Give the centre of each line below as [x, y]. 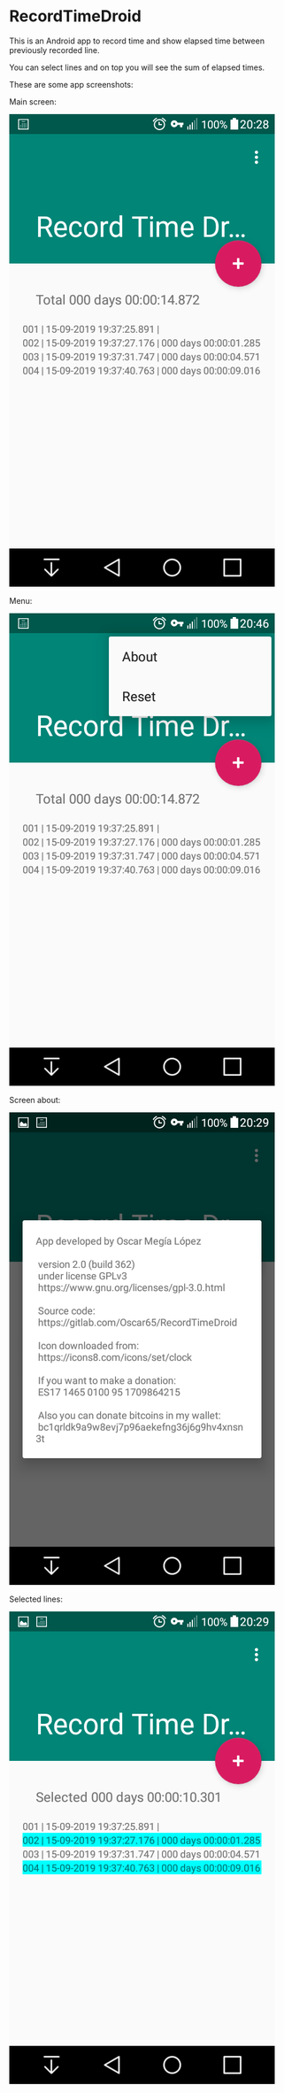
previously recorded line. [54, 50]
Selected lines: [36, 1599]
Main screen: [33, 101]
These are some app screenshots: [72, 84]
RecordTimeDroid [75, 16]
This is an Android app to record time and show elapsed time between [137, 41]
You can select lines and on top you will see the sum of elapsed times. [137, 67]
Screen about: [35, 1100]
